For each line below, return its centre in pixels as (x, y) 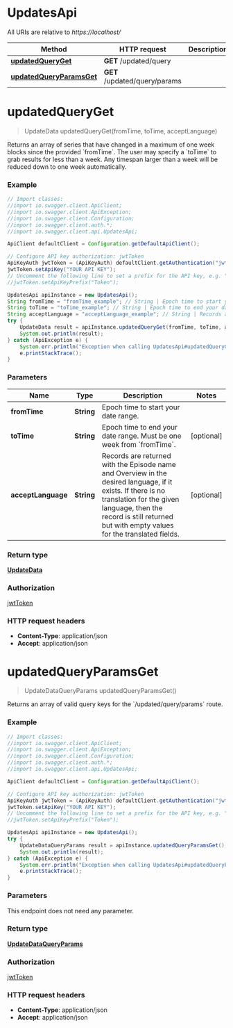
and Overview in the (135, 473)
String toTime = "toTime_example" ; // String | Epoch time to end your (113, 308)
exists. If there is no (133, 490)
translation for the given (140, 499)
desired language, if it (137, 482)
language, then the (132, 507)
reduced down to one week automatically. (67, 166)
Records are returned (136, 455)
